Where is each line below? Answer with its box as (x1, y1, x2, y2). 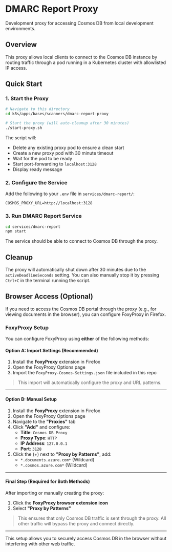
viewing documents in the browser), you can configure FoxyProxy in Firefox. (5, 311, 166, 317)
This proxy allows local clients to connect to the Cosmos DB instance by (5, 54, 158, 60)
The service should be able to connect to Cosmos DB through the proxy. (5, 238, 158, 244)
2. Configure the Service (5, 179, 68, 186)
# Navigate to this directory (5, 107, 70, 112)
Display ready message (12, 166, 62, 172)
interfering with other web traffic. (5, 541, 75, 547)
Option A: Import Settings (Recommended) (5, 347, 98, 353)
